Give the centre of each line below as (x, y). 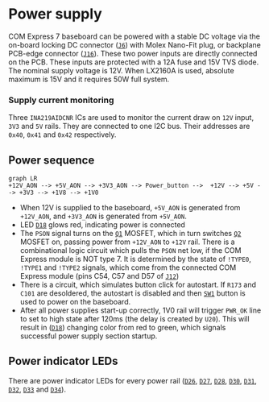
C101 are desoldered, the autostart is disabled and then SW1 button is (132, 293)
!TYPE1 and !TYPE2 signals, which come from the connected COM (128, 267)
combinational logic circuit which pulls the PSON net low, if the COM (130, 251)
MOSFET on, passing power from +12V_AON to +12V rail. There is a (127, 242)
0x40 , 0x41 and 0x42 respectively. (62, 135)
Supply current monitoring (61, 100)
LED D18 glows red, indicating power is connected (102, 225)
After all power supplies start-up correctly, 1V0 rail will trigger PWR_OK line (141, 310)
